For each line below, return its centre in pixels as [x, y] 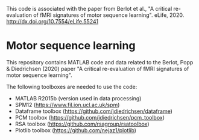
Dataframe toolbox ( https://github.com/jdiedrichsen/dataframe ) [94, 111]
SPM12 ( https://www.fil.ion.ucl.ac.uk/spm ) [67, 105]
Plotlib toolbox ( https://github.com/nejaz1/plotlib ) [76, 130]
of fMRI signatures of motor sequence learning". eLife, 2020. [109, 15]
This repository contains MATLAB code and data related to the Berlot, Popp [100, 62]
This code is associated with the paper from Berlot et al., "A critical [89, 9]
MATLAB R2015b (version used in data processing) [78, 98]
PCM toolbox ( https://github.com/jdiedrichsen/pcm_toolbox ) [90, 117]
